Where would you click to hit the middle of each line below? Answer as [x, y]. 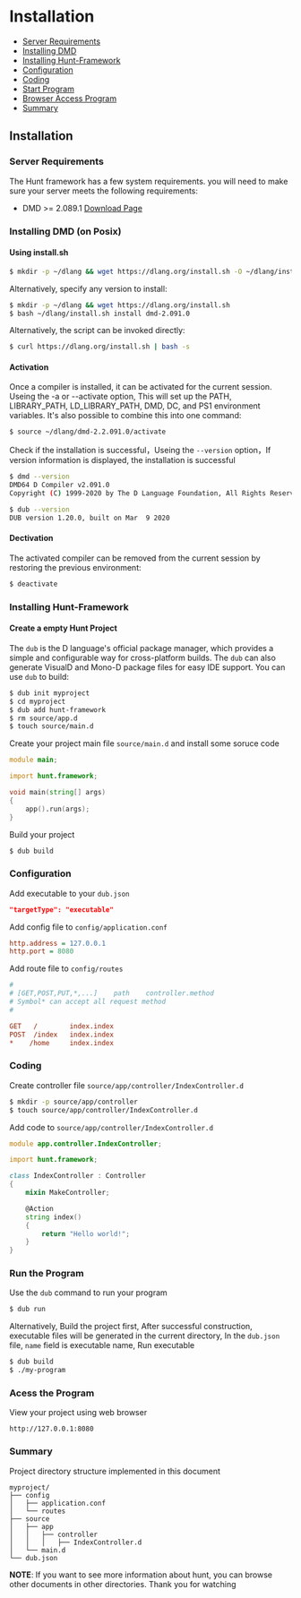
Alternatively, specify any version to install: [88, 288]
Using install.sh [39, 253]
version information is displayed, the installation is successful [122, 460]
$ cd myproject [38, 701]
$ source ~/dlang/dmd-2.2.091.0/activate [88, 432]
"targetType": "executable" [62, 910]
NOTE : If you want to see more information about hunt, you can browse [141, 1575]
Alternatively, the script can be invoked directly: [97, 331]
